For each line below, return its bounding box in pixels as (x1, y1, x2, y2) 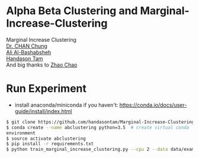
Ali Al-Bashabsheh (6, 48, 52, 55)
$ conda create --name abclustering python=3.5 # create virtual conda (6, 124, 190, 130)
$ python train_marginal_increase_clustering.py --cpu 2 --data (6, 146, 168, 153)
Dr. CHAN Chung (6, 42, 47, 50)
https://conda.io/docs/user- (119, 101, 187, 108)
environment (6, 130, 36, 136)
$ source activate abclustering (6, 136, 86, 141)
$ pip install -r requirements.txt (6, 141, 94, 147)
